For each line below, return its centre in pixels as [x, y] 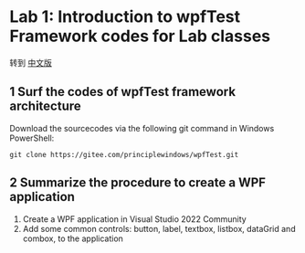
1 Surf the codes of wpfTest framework [122, 92]
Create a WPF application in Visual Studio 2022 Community [134, 219]
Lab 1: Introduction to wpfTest [125, 17]
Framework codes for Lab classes [140, 36]
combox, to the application [73, 238]
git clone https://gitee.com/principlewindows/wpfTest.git [124, 154]
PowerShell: [32, 138]
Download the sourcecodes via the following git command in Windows [142, 128]
